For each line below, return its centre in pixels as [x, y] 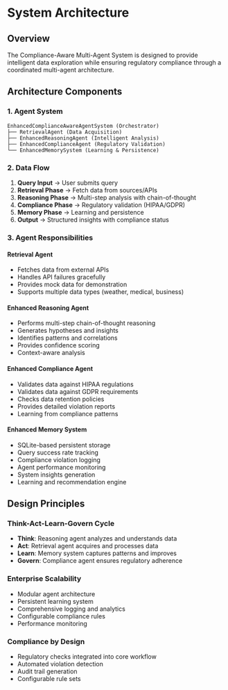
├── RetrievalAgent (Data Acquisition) [65, 132]
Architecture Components [65, 92]
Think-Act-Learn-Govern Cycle [61, 524]
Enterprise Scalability [44, 579]
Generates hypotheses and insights [68, 331]
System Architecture [68, 13]
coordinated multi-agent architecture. [61, 70]
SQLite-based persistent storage [64, 445]
